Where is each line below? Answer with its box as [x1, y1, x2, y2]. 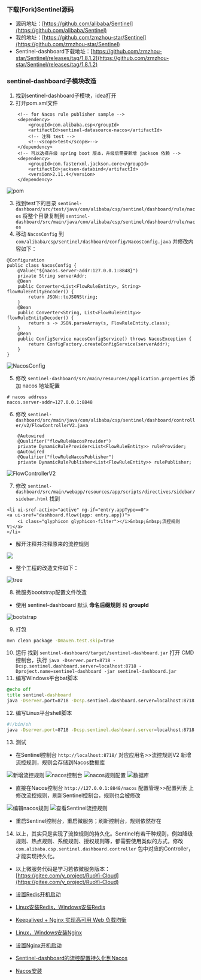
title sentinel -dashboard [7, 692, 71, 698]
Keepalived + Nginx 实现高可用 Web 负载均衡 [15, 916, 127, 923]
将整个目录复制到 [22, 212, 65, 220]
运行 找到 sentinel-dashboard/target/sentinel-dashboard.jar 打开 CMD [15, 649, 194, 656]
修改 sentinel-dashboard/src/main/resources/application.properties [15, 374, 189, 381]
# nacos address [7, 394, 47, 400]
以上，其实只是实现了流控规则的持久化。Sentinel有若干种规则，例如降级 [15, 829, 193, 837]
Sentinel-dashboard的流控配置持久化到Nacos [15, 954, 128, 961]
